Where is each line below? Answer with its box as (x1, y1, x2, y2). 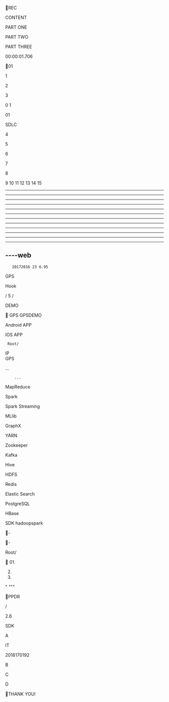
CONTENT (5, 15, 27, 20)
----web (5, 251, 32, 260)
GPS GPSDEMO (9, 312, 42, 318)
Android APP (5, 322, 32, 328)
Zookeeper (5, 442, 28, 448)
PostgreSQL (5, 500, 30, 507)
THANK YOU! (8, 691, 36, 697)
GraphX (5, 423, 21, 429)
